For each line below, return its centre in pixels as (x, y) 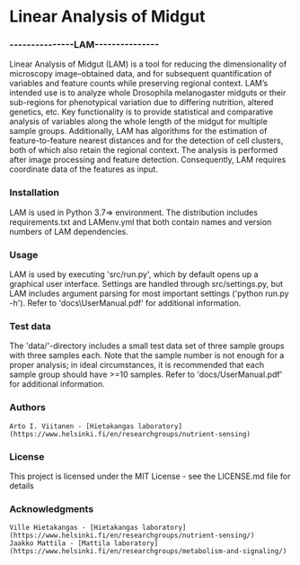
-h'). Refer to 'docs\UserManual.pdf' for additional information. (125, 303)
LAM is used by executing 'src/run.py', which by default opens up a (134, 274)
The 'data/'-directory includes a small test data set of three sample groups (147, 346)
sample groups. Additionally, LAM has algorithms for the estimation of (138, 131)
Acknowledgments (52, 508)
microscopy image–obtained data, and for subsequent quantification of (141, 74)
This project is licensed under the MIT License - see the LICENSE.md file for (150, 476)
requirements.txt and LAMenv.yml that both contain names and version (141, 221)
